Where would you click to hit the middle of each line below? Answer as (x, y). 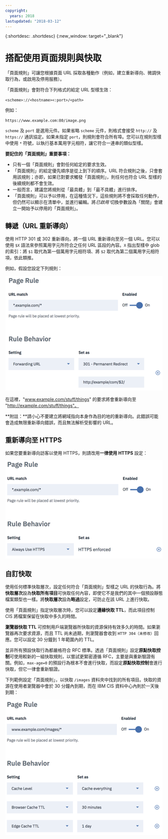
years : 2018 (22, 16)
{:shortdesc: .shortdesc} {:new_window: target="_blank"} (64, 36)
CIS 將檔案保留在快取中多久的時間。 (42, 616)
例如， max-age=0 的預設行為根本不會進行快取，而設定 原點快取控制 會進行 (88, 663)
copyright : (16, 11)
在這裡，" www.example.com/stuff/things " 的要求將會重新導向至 (71, 399)
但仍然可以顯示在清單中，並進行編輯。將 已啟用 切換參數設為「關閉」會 (85, 202)
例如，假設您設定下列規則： (34, 268)
